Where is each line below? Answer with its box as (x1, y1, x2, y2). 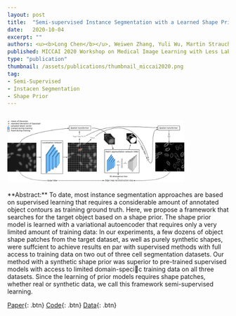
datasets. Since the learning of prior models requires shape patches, (7, 273, 206, 281)
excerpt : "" (7, 34, 42, 41)
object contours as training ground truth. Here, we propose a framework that (7, 205, 229, 214)
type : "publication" (7, 56, 68, 63)
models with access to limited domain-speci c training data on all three (7, 265, 214, 273)
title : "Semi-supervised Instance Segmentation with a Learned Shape (7, 18, 218, 26)
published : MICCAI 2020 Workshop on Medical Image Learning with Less (7, 48, 218, 55)
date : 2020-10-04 (7, 26, 65, 33)
